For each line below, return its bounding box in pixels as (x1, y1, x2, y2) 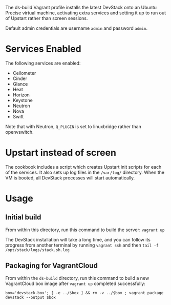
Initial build (5, 213, 41, 222)
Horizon (12, 92, 30, 98)
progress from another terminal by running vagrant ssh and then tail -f (5, 242, 159, 248)
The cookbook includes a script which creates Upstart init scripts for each (5, 164, 162, 170)
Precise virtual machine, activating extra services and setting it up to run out (5, 10, 166, 16)
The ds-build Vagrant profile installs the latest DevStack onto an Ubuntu (5, 5, 157, 10)
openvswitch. (5, 129, 34, 135)
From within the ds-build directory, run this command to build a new (5, 275, 149, 281)
